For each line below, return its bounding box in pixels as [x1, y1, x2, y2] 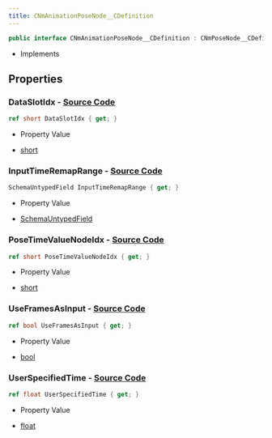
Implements [19, 49, 60, 58]
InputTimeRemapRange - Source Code [8, 165, 164, 176]
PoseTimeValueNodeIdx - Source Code [8, 234, 164, 245]
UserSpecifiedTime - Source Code [8, 372, 147, 383]
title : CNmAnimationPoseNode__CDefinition [8, 11, 154, 20]
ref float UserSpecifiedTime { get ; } [8, 390, 139, 398]
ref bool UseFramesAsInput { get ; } [8, 321, 132, 330]
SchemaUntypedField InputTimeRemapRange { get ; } [8, 184, 180, 192]
